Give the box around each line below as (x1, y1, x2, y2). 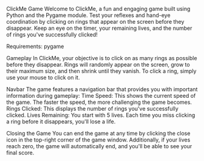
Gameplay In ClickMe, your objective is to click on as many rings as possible (6, 55, 197, 61)
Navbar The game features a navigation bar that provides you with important (6, 86, 198, 93)
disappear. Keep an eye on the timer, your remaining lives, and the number (6, 24, 192, 32)
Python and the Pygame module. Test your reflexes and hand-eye (6, 12, 171, 19)
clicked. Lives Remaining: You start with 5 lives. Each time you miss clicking (6, 112, 195, 118)
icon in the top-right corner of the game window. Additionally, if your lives (6, 136, 191, 143)
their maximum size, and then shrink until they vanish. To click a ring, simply (6, 67, 197, 75)
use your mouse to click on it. (6, 74, 80, 81)
